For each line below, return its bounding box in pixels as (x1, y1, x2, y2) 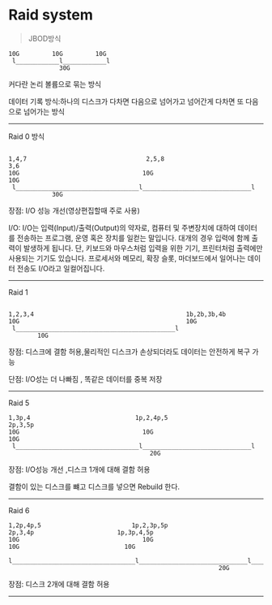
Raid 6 (8, 505, 30, 515)
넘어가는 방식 (23, 106, 65, 116)
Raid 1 (8, 287, 28, 297)
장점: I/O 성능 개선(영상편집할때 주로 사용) (8, 205, 140, 215)
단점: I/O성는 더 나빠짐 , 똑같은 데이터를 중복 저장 (8, 374, 163, 383)
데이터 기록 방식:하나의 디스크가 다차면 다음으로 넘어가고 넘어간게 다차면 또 (8, 96, 244, 106)
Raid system (8, 6, 93, 24)
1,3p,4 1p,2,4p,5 (8, 413, 168, 421)
